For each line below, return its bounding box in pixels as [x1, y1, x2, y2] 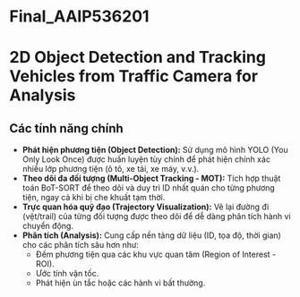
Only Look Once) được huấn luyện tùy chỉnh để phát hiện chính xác [21, 154, 271, 165]
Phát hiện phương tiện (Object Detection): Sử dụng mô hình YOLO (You [21, 145, 288, 156]
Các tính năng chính [9, 121, 124, 136]
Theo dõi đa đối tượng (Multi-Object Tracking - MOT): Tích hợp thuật [21, 173, 281, 184]
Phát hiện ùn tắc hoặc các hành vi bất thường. [35, 277, 206, 288]
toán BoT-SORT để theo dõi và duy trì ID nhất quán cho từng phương [21, 182, 275, 193]
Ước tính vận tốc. [35, 268, 99, 279]
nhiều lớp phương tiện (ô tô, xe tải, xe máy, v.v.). [21, 164, 200, 174]
